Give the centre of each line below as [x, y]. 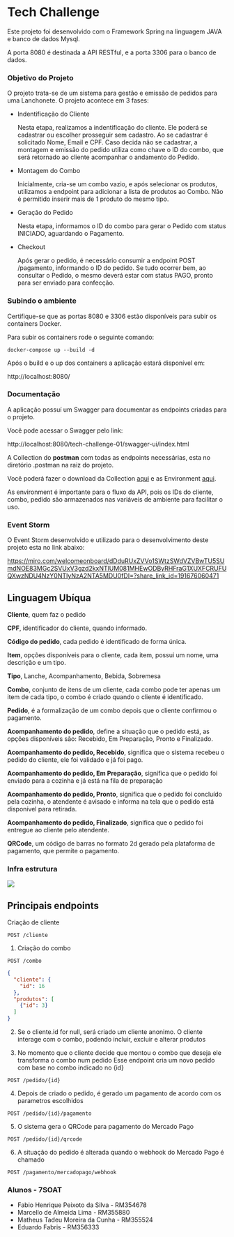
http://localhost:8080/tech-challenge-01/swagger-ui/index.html [98, 444]
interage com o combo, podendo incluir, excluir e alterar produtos [111, 1040]
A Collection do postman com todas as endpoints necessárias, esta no [109, 457]
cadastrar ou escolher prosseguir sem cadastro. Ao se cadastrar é [112, 135]
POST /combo [24, 961]
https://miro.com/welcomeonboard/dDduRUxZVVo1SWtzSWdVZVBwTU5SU [116, 561]
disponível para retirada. [42, 809]
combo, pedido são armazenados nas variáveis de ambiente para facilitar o [115, 499]
